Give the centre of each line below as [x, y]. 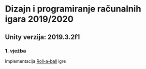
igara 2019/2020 [39, 19]
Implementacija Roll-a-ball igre [36, 61]
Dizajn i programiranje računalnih [73, 9]
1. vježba [15, 51]
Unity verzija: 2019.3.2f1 [43, 37]
